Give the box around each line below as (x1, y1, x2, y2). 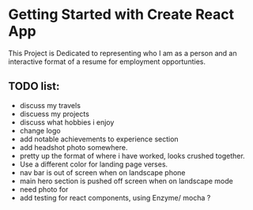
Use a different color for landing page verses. (19, 159, 168, 169)
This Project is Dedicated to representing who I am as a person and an (8, 48, 237, 58)
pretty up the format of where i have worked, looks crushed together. (19, 151, 245, 160)
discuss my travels (19, 100, 81, 110)
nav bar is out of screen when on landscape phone (19, 167, 186, 177)
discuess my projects (19, 109, 89, 118)
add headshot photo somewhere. (19, 142, 128, 152)
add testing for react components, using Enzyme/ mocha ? (19, 193, 211, 202)
